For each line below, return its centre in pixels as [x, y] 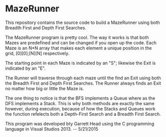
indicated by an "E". [25, 68]
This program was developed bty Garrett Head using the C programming [80, 124]
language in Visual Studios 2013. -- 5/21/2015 [52, 129]
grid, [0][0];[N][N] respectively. [37, 53]
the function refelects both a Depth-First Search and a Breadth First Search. [83, 114]
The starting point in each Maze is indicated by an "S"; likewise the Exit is [81, 63]
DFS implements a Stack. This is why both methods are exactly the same [80, 103]
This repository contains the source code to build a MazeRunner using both [83, 22]
